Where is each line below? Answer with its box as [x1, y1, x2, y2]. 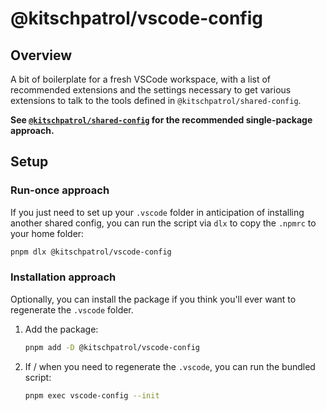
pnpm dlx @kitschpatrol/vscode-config [10, 247, 172, 257]
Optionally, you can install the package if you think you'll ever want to [10, 293, 297, 305]
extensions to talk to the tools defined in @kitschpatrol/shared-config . [10, 95, 302, 106]
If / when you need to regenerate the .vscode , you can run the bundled [24, 360, 316, 372]
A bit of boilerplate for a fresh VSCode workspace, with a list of [10, 73, 272, 85]
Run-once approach [10, 183, 110, 197]
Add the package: [24, 323, 99, 335]
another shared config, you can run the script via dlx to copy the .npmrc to [10, 217, 317, 229]
